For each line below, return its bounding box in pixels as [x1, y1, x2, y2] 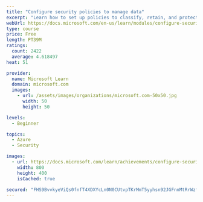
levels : [6, 115, 26, 121]
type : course [6, 25, 39, 32]
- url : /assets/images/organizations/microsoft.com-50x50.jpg [17, 93, 177, 99]
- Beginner [11, 120, 39, 127]
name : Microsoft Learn [11, 76, 69, 82]
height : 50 [22, 104, 50, 110]
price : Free [6, 31, 36, 37]
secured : [6, 186, 28, 193]
